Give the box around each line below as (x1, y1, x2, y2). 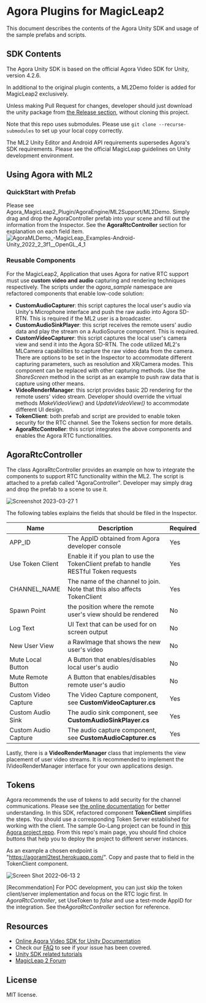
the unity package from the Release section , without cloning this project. (6, 109, 190, 116)
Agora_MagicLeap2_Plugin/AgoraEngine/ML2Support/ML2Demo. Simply (6, 208, 190, 216)
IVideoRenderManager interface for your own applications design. (6, 762, 174, 769)
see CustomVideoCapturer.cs (67, 698, 156, 706)
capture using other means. (15, 379, 85, 387)
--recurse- (158, 121, 187, 128)
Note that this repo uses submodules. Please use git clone (6, 120, 156, 128)
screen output (67, 627, 109, 636)
